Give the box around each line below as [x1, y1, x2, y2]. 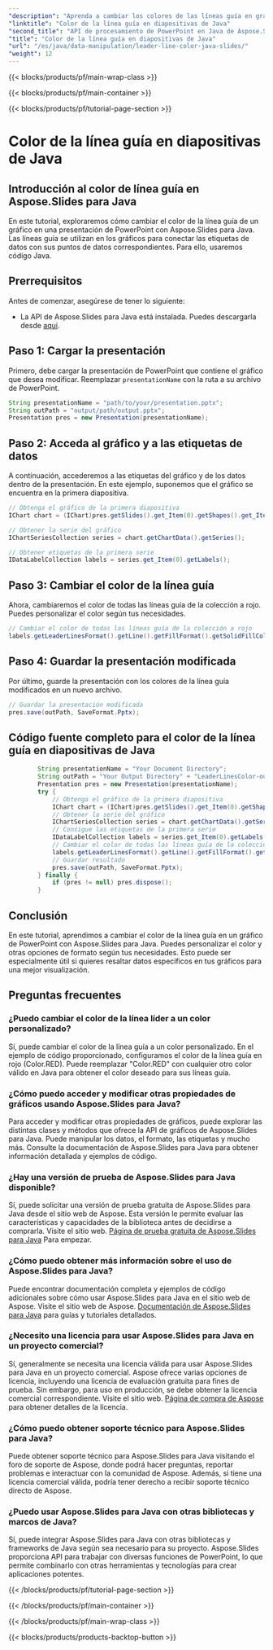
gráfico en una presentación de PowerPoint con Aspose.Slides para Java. [8, 225, 255, 235]
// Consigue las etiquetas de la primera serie [51, 826, 217, 834]
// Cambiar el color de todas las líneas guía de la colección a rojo [8, 625, 253, 633]
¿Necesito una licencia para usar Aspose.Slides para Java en [8, 1330, 254, 1341]
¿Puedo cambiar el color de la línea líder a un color [8, 1013, 211, 1025]
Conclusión [8, 909, 68, 923]
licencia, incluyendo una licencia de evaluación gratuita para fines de [8, 1376, 240, 1385]
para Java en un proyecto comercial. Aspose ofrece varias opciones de [8, 1367, 248, 1377]
